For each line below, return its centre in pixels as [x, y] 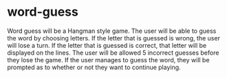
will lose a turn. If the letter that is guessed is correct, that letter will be [107, 45]
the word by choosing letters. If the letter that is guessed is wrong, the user [113, 38]
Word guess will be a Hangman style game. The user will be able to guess [112, 31]
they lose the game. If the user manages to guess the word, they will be [108, 60]
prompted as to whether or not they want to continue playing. [94, 67]
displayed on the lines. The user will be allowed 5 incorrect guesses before [113, 53]
